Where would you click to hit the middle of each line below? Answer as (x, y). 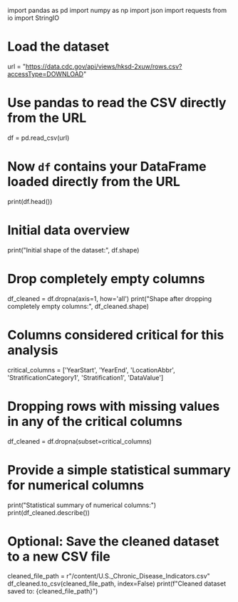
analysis (33, 350)
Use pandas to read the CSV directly (117, 103)
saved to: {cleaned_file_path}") (53, 591)
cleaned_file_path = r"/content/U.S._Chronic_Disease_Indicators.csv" (109, 576)
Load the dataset (58, 47)
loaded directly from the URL (94, 182)
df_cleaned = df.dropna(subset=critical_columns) (79, 441)
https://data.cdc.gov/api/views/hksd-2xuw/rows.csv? (104, 66)
